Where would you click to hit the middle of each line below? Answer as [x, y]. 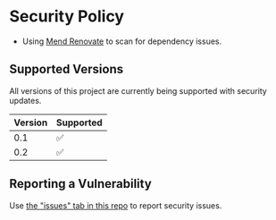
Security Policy [67, 17]
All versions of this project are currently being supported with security [138, 90]
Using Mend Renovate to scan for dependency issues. [122, 41]
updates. [25, 100]
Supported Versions [66, 69]
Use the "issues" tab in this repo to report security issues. [116, 205]
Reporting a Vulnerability [80, 184]
